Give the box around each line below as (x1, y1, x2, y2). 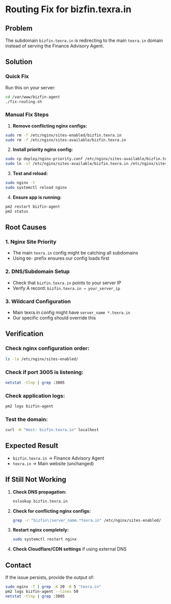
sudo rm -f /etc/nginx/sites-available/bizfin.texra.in (5, 137, 126, 142)
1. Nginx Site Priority (5, 238, 57, 245)
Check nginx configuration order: (5, 345, 90, 352)
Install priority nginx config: (12, 146, 73, 153)
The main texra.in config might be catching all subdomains (12, 250, 138, 256)
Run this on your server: (5, 84, 56, 90)
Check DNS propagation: (12, 489, 67, 495)
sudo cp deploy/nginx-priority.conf (5, 157, 83, 162)
